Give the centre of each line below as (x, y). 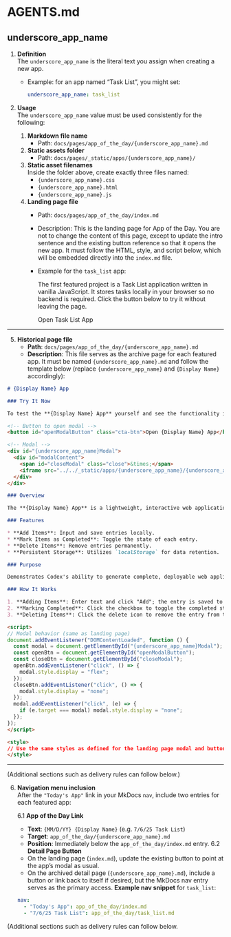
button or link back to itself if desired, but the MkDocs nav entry (118, 881)
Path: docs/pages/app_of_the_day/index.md (98, 215)
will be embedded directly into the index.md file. (105, 257)
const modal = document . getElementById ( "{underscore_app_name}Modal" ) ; (118, 646)
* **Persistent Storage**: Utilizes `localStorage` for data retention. (113, 552)
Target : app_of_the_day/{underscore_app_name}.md (99, 836)
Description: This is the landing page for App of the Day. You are (129, 228)
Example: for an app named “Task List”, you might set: (104, 82)
